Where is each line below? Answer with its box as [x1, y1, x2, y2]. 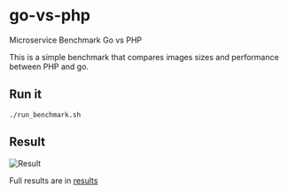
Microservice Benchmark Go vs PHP [9, 35, 143, 45]
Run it [9, 87, 43, 102]
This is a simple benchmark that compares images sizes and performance [9, 51, 279, 62]
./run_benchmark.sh [9, 110, 82, 120]
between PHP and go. [9, 61, 90, 72]
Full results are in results [9, 175, 98, 186]
